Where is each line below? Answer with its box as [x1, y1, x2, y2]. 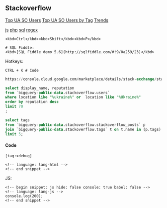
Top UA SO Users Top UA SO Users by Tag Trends [5, 17, 108, 23]
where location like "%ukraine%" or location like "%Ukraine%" [5, 95, 141, 100]
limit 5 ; [5, 131, 23, 136]
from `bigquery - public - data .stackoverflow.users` [5, 90, 110, 95]
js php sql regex [5, 27, 38, 33]
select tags [5, 117, 30, 122]
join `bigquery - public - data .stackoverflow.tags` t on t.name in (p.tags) [5, 127, 162, 132]
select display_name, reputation [5, 86, 75, 91]
